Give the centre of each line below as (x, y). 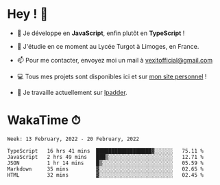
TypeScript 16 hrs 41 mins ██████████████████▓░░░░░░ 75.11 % (106, 151)
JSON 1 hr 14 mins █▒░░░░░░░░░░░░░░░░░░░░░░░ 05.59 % (106, 163)
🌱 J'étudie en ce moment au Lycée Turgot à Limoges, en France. (108, 46)
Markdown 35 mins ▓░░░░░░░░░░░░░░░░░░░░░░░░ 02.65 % (106, 169)
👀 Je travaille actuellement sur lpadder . (72, 92)
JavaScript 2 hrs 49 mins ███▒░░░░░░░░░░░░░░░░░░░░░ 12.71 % (106, 157)
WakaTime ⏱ (44, 120)
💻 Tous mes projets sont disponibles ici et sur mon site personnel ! (112, 76)
